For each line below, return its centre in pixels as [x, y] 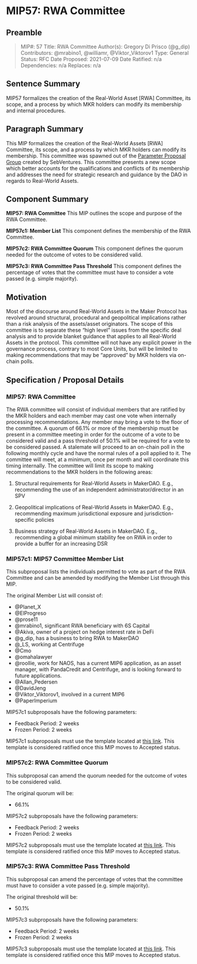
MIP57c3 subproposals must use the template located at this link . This [91, 949]
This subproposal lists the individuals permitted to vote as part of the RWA [96, 572]
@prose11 [26, 619]
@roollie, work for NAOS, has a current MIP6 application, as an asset [98, 663]
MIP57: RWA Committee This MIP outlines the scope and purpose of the [94, 214]
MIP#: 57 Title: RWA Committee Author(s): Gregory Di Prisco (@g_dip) [105, 46]
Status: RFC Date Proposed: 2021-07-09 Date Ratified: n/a [91, 59]
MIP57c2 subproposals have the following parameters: [72, 816]
